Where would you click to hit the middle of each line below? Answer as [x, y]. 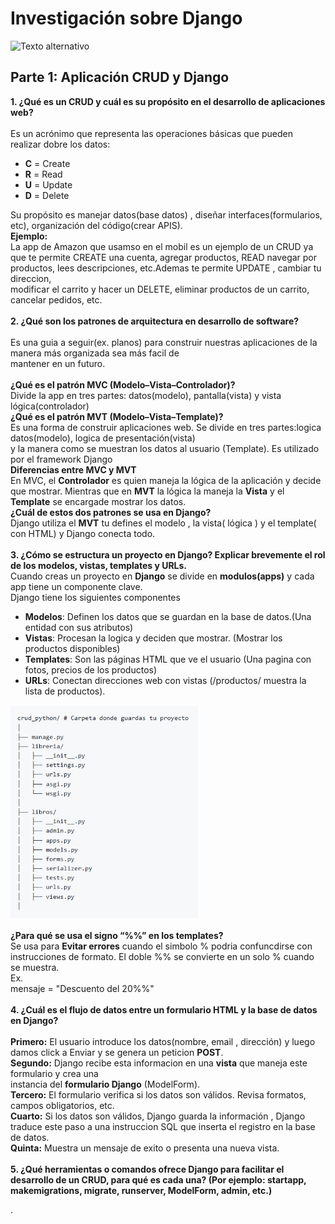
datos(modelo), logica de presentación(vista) [103, 438]
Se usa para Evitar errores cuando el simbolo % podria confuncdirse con [161, 946]
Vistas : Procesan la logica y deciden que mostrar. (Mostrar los [153, 638]
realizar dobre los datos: [60, 144]
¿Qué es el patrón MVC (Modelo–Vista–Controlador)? [123, 384]
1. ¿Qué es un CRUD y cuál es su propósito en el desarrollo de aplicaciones [168, 101]
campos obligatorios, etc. [62, 1106]
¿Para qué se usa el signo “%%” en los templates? [117, 936]
